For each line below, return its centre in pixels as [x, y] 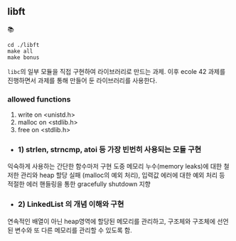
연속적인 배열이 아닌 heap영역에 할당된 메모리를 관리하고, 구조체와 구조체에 [111, 221]
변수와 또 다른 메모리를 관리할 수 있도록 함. [74, 230]
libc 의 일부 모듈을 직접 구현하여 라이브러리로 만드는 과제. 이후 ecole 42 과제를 [117, 71]
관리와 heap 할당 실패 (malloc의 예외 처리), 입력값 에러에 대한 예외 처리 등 [123, 175]
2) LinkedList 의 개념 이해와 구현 [71, 204]
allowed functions [39, 99]
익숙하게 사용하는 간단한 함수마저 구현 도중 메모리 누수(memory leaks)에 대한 [115, 166]
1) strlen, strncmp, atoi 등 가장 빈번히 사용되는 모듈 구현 [109, 150]
